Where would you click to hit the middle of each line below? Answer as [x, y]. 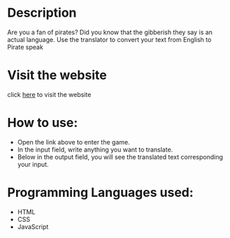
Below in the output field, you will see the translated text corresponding [120, 157]
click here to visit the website [49, 94]
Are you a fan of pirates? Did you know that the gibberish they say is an [110, 32]
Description [42, 13]
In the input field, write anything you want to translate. [95, 149]
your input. [33, 164]
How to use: [43, 123]
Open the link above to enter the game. [74, 142]
